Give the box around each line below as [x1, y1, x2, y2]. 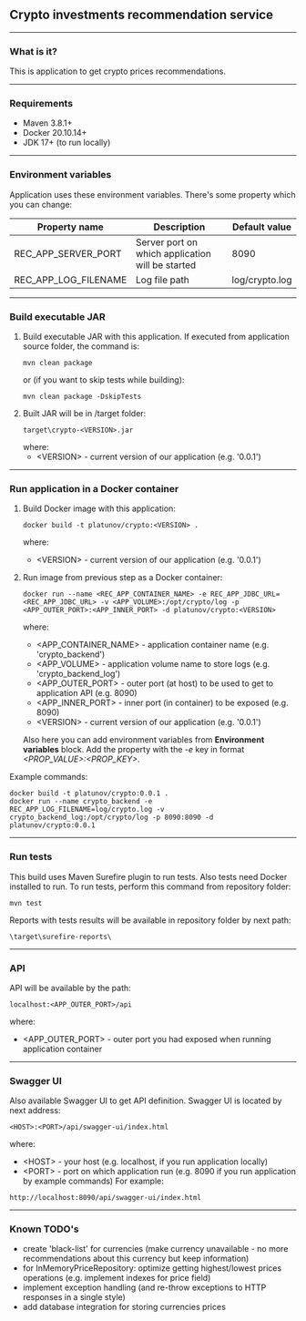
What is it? [9, 45, 57, 57]
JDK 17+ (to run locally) [22, 137, 111, 148]
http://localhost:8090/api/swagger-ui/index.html [9, 1193, 202, 1203]
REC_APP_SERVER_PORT [14, 247, 122, 260]
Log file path [135, 273, 189, 286]
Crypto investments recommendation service [9, 7, 273, 23]
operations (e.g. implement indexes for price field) [22, 1273, 211, 1284]
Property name [36, 220, 105, 233]
